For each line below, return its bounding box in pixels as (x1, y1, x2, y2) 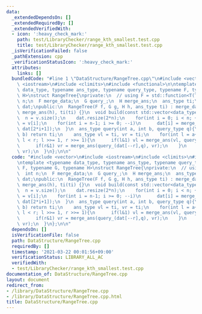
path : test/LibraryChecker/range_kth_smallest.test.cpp (17, 37, 161, 43)
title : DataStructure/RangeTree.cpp (6, 299, 98, 305)
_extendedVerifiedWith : (11, 25, 71, 32)
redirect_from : (6, 282, 44, 288)
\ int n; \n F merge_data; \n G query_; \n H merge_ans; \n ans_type (17, 171, 198, 177)
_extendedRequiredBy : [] (11, 20, 74, 26)
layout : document (6, 277, 50, 283)
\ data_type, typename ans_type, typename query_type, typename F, (17, 87, 189, 93)
